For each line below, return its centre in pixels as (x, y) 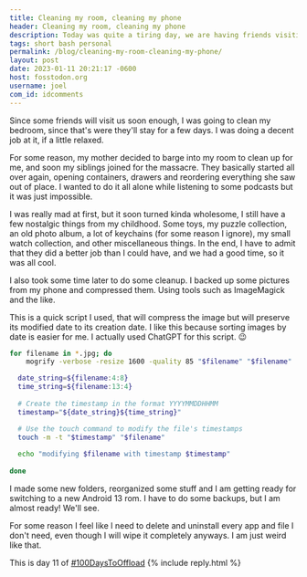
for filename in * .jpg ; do (61, 353)
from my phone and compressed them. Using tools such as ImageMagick (147, 289)
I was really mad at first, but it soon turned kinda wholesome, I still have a (148, 214)
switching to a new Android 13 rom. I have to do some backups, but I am (145, 498)
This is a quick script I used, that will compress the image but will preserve (150, 317)
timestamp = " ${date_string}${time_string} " (100, 412)
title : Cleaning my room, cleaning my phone (95, 18)
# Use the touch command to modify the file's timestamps (131, 429)
